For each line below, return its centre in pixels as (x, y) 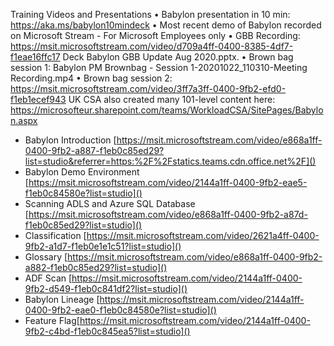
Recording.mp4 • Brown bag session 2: (91, 78)
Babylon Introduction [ (70, 140)
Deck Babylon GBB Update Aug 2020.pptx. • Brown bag (178, 57)
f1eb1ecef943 (38, 99)
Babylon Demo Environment (82, 172)
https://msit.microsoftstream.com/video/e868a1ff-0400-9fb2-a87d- (168, 214)
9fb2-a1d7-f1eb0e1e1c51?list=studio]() (103, 246)
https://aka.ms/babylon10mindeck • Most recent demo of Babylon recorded (166, 25)
